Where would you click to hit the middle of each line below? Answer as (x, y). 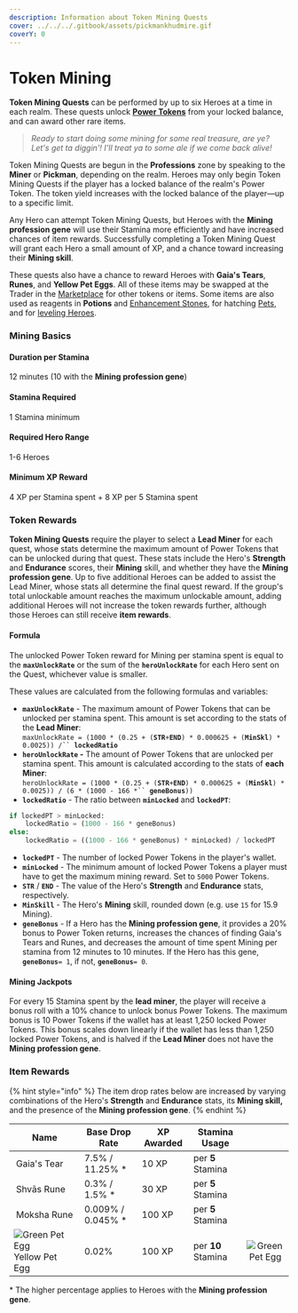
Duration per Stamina (50, 357)
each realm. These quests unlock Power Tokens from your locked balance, (146, 112)
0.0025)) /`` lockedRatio (70, 745)
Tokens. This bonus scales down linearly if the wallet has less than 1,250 (142, 1030)
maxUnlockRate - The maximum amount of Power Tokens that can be (146, 708)
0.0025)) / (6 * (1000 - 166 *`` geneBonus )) (107, 791)
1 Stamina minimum (44, 417)
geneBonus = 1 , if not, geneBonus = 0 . (85, 961)
